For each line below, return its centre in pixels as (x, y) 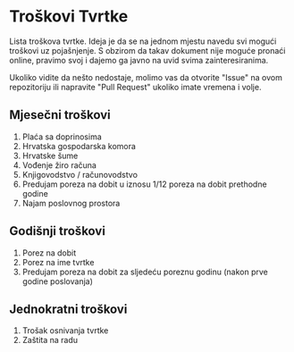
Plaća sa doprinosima (62, 137)
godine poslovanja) (58, 281)
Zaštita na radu (50, 340)
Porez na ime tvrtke (58, 262)
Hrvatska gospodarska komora (79, 146)
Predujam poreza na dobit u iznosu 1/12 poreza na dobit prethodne (144, 184)
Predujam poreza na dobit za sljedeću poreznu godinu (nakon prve (145, 272)
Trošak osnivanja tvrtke (65, 331)
